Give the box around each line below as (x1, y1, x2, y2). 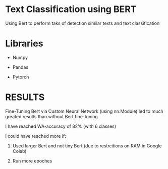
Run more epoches (12, 157, 52, 164)
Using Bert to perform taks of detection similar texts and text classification (5, 20, 160, 26)
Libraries (5, 38, 43, 49)
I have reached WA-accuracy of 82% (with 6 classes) (5, 123, 117, 129)
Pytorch (12, 74, 29, 80)
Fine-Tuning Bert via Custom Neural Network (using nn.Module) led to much (5, 108, 163, 114)
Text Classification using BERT (5, 4, 137, 15)
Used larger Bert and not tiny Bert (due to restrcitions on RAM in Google (12, 142, 162, 149)
